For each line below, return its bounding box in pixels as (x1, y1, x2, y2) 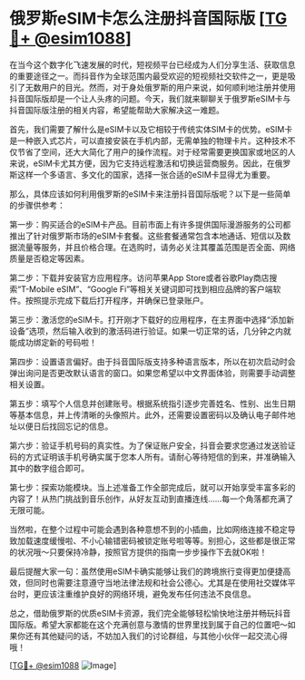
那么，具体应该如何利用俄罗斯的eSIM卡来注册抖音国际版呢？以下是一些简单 (9, 188, 291, 199)
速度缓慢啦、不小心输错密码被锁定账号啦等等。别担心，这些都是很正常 (33, 535, 296, 546)
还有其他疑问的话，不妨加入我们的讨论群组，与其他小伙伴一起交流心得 (25, 630, 288, 641)
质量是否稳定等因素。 (9, 253, 89, 264)
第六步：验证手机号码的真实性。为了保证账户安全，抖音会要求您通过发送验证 (9, 440, 296, 451)
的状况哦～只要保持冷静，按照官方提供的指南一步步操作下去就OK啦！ (9, 546, 268, 558)
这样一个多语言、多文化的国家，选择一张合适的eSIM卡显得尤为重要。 (16, 169, 275, 180)
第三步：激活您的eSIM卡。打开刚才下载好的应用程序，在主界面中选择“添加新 (9, 314, 295, 325)
